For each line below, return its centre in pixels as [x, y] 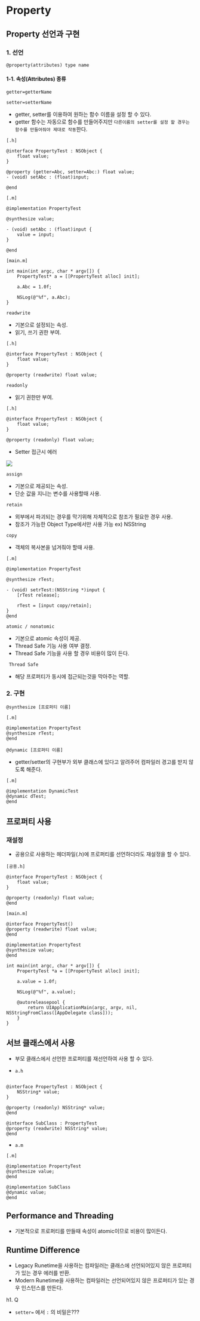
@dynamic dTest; [26, 797]
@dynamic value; [26, 1192]
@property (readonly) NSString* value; [56, 1108]
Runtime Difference [43, 1250]
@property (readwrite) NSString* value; [57, 1128]
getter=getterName [29, 92]
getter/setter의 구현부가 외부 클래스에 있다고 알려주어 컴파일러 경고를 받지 [101, 762]
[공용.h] [16, 867]
